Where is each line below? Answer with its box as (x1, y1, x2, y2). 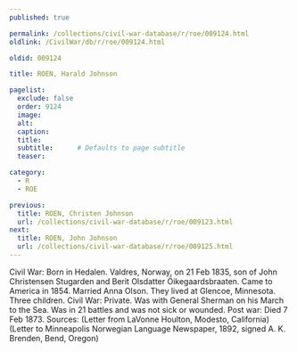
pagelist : (9, 86, 46, 94)
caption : (17, 127, 50, 136)
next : (9, 225, 29, 234)
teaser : (17, 152, 46, 161)
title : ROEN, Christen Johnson (17, 209, 134, 218)
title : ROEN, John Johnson (17, 233, 118, 243)
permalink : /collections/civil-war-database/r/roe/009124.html (9, 29, 250, 38)
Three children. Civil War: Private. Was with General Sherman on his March (9, 295, 285, 306)
